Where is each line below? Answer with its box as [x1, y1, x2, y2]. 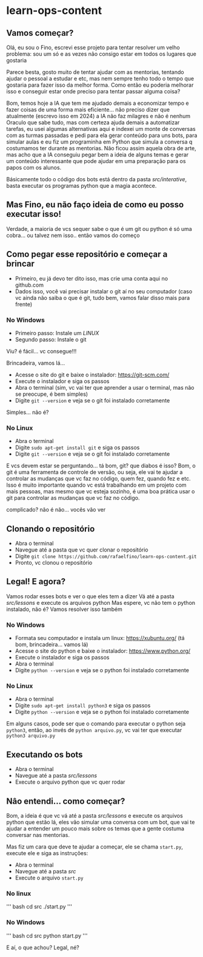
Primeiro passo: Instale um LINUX [15, 329, 99, 336]
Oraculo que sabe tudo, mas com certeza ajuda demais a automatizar [6, 119, 180, 126]
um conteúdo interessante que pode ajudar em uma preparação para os [6, 158, 186, 164]
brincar [6, 259, 35, 269]
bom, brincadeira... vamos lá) [15, 641, 88, 649]
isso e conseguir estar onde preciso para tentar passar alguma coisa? [6, 88, 181, 95]
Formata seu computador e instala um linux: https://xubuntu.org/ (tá [15, 635, 185, 642]
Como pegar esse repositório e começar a [6, 249, 168, 259]
